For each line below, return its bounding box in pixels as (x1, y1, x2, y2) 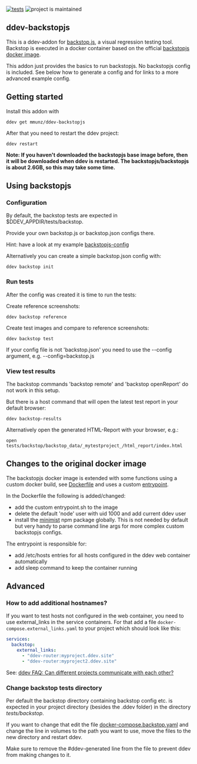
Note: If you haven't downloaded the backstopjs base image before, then (6, 151, 188, 158)
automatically (14, 558, 48, 565)
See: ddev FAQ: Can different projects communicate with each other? (6, 669, 174, 676)
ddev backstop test (6, 335, 54, 342)
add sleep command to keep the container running (14, 564, 138, 571)
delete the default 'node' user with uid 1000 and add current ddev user (14, 510, 186, 517)
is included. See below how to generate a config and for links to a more (6, 68, 179, 76)
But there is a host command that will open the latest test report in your (6, 398, 178, 405)
